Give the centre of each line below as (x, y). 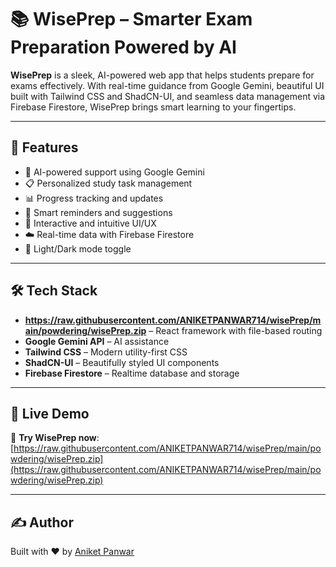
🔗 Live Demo (50, 413)
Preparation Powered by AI (123, 47)
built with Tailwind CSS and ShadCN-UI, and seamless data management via (168, 96)
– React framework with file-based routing (235, 330)
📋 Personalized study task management (108, 183)
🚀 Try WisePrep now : (55, 438)
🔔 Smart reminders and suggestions (98, 212)
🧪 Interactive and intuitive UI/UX (90, 223)
